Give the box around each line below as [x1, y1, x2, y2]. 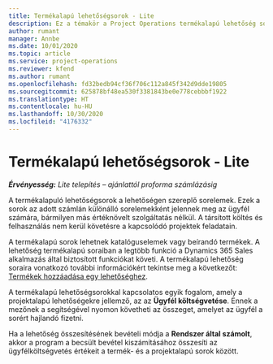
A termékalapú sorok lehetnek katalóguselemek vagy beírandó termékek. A [8, 236, 260, 246]
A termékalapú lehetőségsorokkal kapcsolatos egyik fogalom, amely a [8, 287, 243, 297]
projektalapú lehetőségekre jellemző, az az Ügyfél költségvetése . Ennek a [8, 296, 258, 305]
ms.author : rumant [8, 72, 71, 80]
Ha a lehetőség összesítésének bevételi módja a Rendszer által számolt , [8, 328, 253, 338]
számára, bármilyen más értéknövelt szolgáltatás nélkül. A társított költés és [8, 212, 263, 222]
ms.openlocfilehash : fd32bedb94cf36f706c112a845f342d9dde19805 [8, 80, 227, 88]
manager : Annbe [8, 34, 60, 43]
